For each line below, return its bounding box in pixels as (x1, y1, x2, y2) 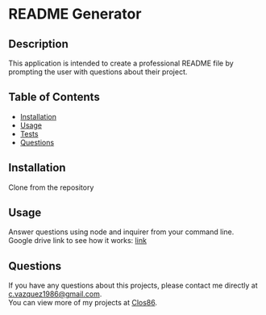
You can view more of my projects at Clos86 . (8, 298, 158, 308)
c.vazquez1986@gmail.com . (8, 289, 102, 299)
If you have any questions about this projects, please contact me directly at (8, 280, 258, 291)
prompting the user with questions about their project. (8, 67, 188, 77)
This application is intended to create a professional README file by (8, 58, 234, 68)
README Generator (8, 5, 142, 23)
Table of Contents (8, 90, 101, 104)
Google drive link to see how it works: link (8, 236, 148, 246)
